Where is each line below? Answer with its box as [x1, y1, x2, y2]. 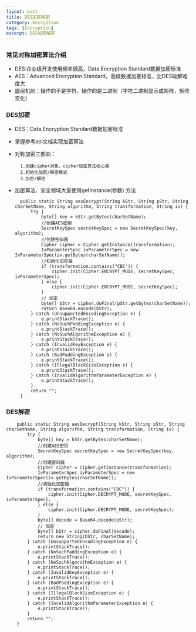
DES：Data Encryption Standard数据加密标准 [14, 125, 123, 132]
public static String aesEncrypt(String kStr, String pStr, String [20, 198, 189, 204]
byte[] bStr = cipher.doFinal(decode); [37, 529, 135, 534]
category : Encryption [6, 19, 59, 25]
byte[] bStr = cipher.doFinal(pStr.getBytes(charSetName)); [40, 300, 191, 306]
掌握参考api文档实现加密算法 [14, 137, 84, 144]
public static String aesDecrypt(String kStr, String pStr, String [16, 421, 185, 428]
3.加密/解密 [20, 176, 46, 181]
